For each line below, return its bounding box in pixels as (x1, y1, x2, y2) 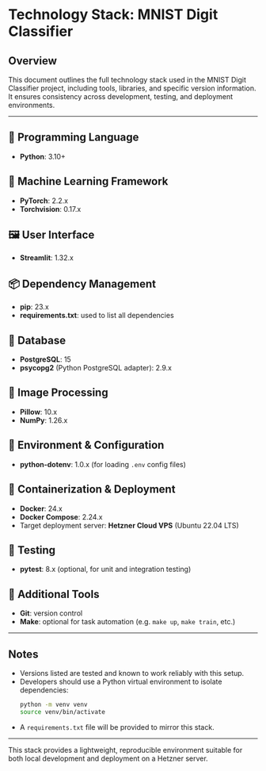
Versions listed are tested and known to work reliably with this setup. (19, 668, 245, 677)
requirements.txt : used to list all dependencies (19, 311, 174, 320)
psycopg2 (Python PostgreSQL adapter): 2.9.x (19, 363, 173, 373)
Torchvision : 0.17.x (19, 204, 82, 213)
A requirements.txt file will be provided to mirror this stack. (19, 722, 215, 731)
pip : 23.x (19, 302, 49, 312)
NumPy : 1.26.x (19, 415, 68, 425)
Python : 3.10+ (19, 152, 66, 161)
